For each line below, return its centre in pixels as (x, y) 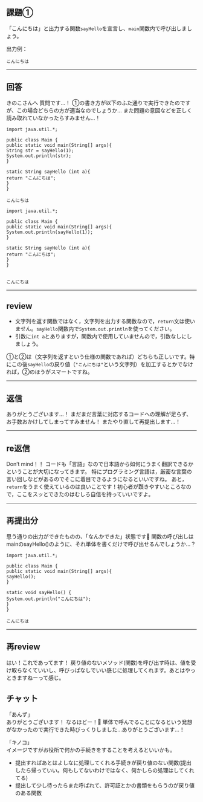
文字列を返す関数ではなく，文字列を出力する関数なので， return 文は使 (102, 322)
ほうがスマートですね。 (64, 372)
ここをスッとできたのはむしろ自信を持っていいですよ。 (85, 494)
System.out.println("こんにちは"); (49, 599)
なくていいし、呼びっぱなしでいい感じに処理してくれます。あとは (104, 670)
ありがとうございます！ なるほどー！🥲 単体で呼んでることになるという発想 (99, 722)
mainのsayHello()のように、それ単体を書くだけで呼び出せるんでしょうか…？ (101, 544)
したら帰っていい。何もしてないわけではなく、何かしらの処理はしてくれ (105, 770)
